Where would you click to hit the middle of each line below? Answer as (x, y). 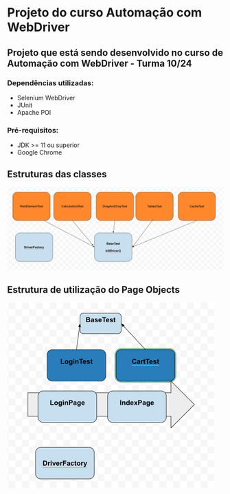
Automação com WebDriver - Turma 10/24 (100, 63)
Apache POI (34, 112)
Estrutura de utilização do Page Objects (94, 290)
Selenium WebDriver (46, 98)
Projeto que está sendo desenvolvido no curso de (115, 53)
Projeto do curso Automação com (105, 13)
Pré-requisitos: (33, 130)
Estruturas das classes (57, 174)
